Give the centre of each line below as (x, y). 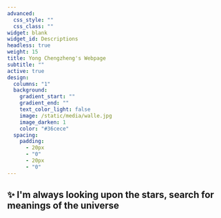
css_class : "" (33, 26)
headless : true (29, 45)
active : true (26, 71)
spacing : (26, 135)
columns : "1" (32, 84)
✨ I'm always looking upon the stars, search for (111, 195)
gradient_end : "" (44, 103)
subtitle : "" (26, 65)
